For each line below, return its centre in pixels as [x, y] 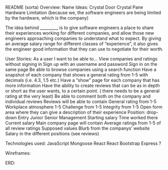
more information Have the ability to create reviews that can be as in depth [82, 86]
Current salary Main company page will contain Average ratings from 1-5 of [83, 123]
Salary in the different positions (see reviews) [52, 134]
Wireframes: [18, 153]
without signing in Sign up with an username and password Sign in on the [81, 64]
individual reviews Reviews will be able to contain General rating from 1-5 [81, 102]
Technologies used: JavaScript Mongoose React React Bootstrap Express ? [83, 143]
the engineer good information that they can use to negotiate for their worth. [84, 49]
